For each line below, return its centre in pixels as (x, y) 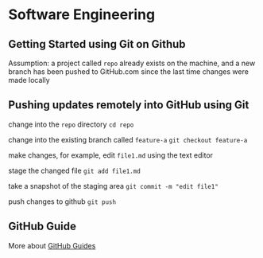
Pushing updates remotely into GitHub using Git (129, 105)
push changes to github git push (62, 201)
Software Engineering (82, 15)
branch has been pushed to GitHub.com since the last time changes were (128, 72)
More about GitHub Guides (52, 245)
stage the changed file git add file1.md (74, 170)
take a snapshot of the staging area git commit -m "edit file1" (113, 186)
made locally (29, 80)
